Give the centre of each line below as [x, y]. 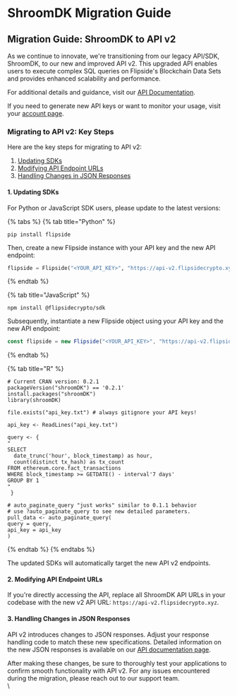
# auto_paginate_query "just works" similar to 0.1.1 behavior [102, 506]
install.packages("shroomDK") [52, 394]
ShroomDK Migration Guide [89, 13]
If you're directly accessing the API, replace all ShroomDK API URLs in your [116, 595]
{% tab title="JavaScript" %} [49, 295]
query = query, [30, 524]
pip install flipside [39, 235]
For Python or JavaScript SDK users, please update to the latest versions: [114, 208]
